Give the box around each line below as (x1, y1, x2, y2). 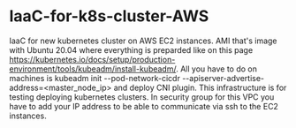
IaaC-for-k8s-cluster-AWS (9, 6, 209, 26)
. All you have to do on (175, 64, 258, 74)
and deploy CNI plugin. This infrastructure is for (113, 82, 287, 93)
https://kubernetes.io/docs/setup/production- (9, 54, 176, 64)
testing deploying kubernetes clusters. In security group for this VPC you (9, 91, 275, 102)
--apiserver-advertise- (182, 72, 265, 83)
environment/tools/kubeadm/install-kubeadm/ (9, 64, 177, 74)
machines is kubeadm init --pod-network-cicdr (9, 72, 181, 83)
